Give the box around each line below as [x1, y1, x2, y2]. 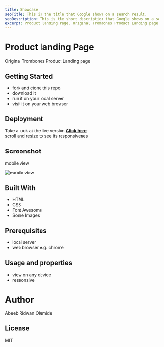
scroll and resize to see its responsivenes [5, 133, 88, 139]
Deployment [5, 115, 43, 123]
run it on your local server [12, 96, 64, 101]
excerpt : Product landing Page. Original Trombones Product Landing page [5, 21, 159, 26]
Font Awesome [12, 207, 42, 213]
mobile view [5, 160, 29, 166]
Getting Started [5, 72, 53, 81]
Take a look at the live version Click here [5, 128, 87, 133]
